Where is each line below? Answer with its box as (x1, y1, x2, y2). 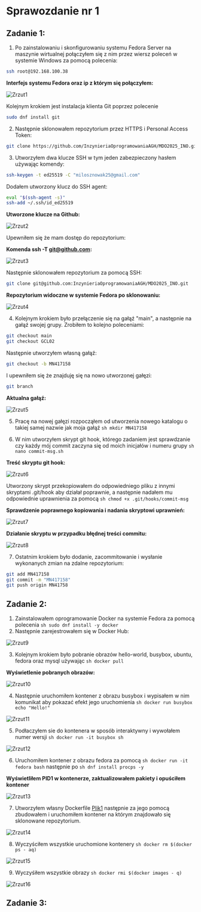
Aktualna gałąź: (6, 394, 47, 401)
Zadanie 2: (6, 599, 47, 609)
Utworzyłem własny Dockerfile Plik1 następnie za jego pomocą (14, 804, 169, 812)
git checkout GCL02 (6, 338, 55, 344)
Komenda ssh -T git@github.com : (6, 246, 93, 253)
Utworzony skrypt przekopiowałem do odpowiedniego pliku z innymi (6, 482, 175, 489)
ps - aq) (14, 847, 37, 853)
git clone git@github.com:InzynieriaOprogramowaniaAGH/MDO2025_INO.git (6, 281, 188, 287)
